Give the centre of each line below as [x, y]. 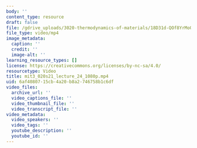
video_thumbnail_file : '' [43, 103]
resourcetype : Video [31, 71]
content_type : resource [35, 17]
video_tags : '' [30, 125]
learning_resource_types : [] [42, 60]
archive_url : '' [31, 93]
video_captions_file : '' [42, 98]
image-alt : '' [28, 55]
